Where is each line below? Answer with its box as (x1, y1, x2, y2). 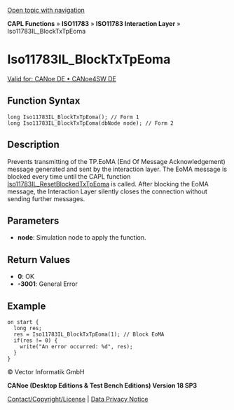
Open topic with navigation (7, 6, 85, 14)
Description (7, 139, 60, 151)
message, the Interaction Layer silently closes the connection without (7, 187, 208, 196)
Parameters (7, 214, 60, 226)
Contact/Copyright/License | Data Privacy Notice (7, 395, 149, 403)
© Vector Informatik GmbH (7, 368, 85, 376)
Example (7, 300, 46, 312)
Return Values (7, 254, 71, 266)
